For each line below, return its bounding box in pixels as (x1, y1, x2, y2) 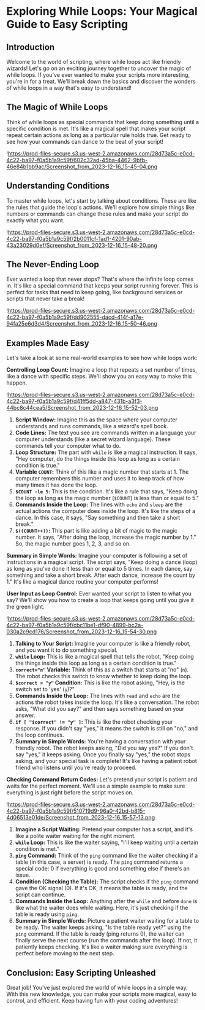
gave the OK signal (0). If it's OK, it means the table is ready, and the (15, 885, 188, 892)
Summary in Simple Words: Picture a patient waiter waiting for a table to (15, 917, 199, 925)
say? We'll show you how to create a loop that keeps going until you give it (6, 597, 194, 604)
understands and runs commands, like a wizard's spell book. (15, 423, 168, 430)
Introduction (6, 42, 55, 52)
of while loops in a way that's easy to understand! (6, 84, 132, 92)
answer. (15, 711, 35, 719)
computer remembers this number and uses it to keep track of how (15, 475, 185, 482)
